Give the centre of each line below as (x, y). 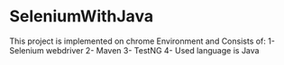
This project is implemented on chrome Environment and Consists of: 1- (142, 41)
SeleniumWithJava (82, 16)
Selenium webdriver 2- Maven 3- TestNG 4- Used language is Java (134, 50)
